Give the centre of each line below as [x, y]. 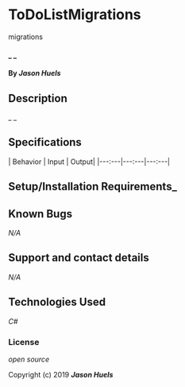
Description [38, 98]
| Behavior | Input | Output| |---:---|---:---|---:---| [89, 162]
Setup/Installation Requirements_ [92, 187]
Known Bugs [40, 214]
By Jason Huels [35, 73]
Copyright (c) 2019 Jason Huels [61, 374]
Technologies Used [57, 302]
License [24, 342]
